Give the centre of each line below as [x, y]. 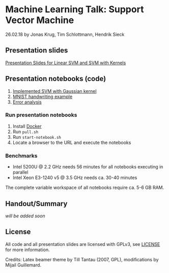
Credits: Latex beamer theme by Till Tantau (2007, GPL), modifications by [82, 259]
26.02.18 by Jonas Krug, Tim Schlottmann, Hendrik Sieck [65, 34]
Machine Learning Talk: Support [75, 9]
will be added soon [25, 216]
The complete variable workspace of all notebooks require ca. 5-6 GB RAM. [85, 188]
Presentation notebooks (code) [56, 79]
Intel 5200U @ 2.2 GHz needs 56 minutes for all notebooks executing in [88, 167]
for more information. [27, 250]
